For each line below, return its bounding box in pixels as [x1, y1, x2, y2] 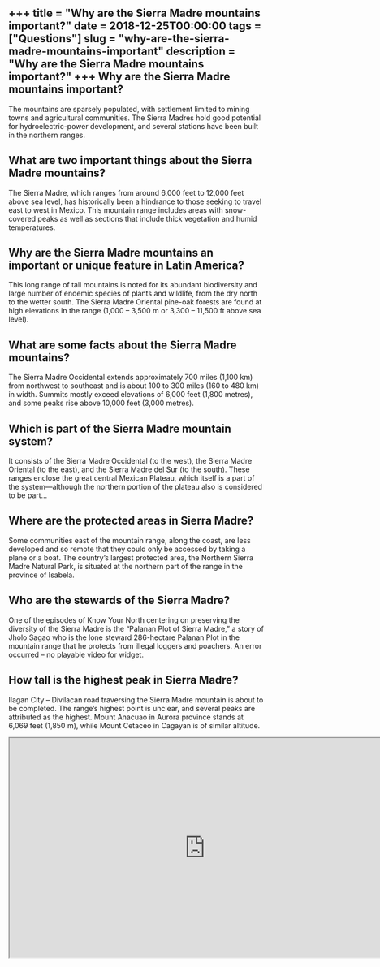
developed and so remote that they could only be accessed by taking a [8, 544, 246, 554]
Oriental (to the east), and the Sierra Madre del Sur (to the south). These [8, 464, 250, 474]
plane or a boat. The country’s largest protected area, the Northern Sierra [8, 552, 254, 563]
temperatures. [8, 222, 56, 232]
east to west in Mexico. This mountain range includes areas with [8, 205, 223, 214]
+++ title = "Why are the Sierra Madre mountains [8, 6, 261, 20]
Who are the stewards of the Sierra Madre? [8, 594, 231, 607]
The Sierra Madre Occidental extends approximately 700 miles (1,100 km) [8, 373, 253, 382]
